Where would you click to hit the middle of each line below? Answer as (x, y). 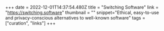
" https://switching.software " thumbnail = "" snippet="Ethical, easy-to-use (82, 12)
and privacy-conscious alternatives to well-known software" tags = (75, 18)
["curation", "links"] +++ (30, 23)
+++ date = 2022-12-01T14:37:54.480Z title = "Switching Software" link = (82, 7)
